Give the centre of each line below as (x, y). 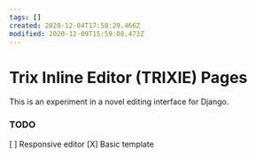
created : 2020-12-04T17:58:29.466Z (75, 26)
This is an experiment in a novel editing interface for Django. (119, 102)
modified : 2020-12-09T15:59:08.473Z (77, 34)
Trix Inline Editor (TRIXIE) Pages (128, 77)
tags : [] (25, 17)
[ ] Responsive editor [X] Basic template (82, 144)
